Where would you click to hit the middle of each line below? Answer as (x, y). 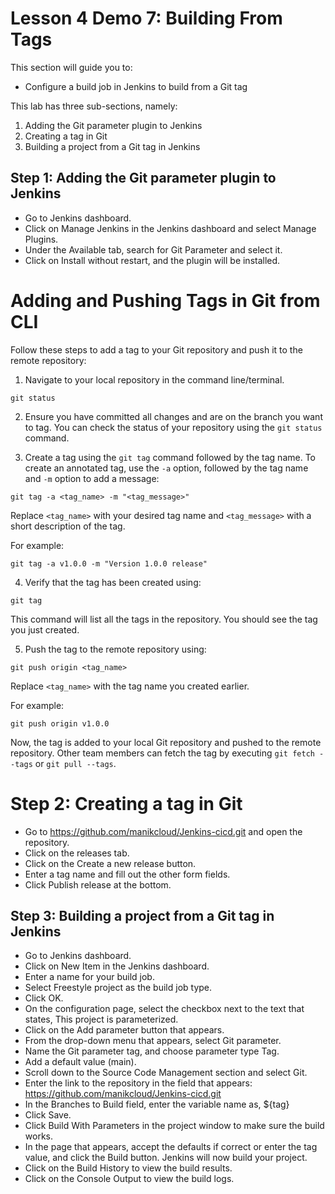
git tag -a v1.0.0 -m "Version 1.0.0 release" (109, 563)
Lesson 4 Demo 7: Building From (146, 18)
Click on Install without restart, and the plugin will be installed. (152, 260)
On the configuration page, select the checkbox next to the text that (164, 1009)
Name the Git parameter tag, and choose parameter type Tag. (152, 1051)
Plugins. (41, 239)
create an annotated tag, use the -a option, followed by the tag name (166, 468)
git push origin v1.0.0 (60, 723)
